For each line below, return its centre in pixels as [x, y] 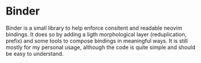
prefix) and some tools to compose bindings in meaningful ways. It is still [97, 41]
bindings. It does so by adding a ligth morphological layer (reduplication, [96, 34]
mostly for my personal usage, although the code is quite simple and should [101, 47]
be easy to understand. [35, 53]
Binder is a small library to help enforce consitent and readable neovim [94, 28]
